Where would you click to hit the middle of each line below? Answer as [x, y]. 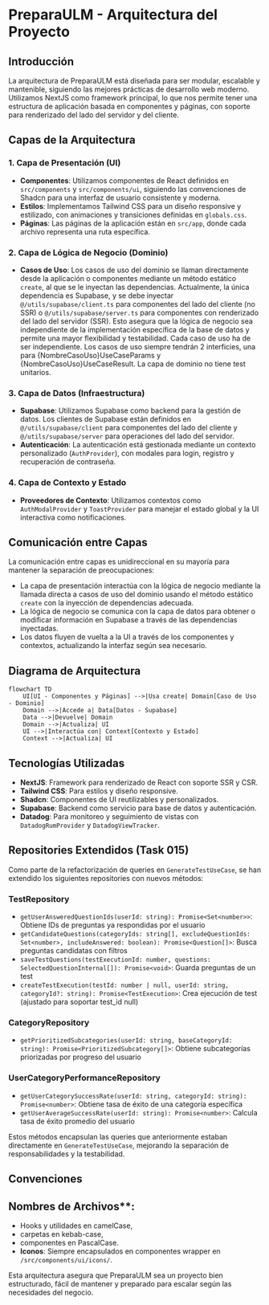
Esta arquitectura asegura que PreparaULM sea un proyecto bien [116, 1275]
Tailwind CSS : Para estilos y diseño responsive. [99, 791]
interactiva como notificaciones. [73, 517]
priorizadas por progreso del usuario [81, 1057]
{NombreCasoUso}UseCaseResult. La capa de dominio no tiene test [133, 364]
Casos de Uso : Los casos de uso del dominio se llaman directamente [134, 270]
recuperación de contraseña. [68, 462]
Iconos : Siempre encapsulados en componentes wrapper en [120, 1251]
